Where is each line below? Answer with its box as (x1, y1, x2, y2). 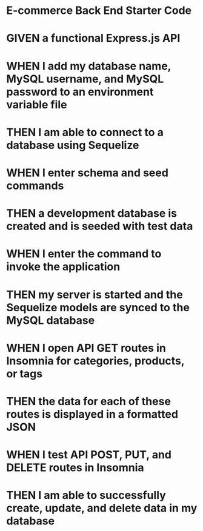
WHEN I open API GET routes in (6, 341, 167, 355)
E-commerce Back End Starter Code (6, 4, 192, 18)
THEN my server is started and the (6, 288, 183, 302)
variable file (6, 97, 67, 111)
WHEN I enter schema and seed (6, 166, 168, 179)
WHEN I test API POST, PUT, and (6, 448, 171, 462)
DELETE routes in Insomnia (6, 461, 144, 475)
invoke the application (6, 260, 121, 274)
